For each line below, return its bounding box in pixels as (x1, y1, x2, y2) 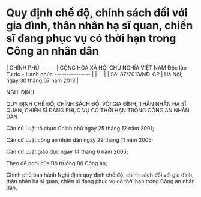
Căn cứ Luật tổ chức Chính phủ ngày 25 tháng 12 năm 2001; (6, 124, 154, 132)
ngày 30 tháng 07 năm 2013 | (6, 77, 79, 84)
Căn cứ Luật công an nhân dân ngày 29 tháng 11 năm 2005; (6, 136, 154, 144)
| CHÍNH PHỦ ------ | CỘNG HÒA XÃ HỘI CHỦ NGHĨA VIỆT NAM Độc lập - (6, 64, 191, 71)
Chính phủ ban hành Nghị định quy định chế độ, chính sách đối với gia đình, (6, 171, 194, 178)
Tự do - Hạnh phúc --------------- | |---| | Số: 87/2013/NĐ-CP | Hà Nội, (6, 70, 183, 77)
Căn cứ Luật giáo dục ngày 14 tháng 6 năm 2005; (6, 148, 128, 155)
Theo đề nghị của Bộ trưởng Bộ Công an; (6, 159, 107, 166)
